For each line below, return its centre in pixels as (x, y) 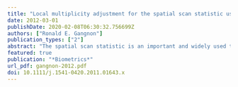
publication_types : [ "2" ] (45, 40)
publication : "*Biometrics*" (50, 60)
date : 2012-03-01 (33, 20)
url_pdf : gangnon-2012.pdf (47, 66)
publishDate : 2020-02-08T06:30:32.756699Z (71, 27)
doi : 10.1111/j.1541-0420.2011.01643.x (66, 72)
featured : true (30, 53)
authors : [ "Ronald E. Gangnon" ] (55, 33)
